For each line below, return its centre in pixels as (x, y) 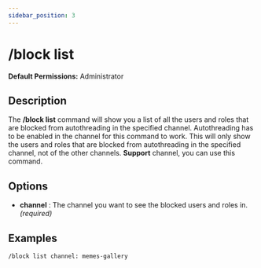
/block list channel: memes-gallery (68, 256)
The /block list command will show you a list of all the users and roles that (129, 119)
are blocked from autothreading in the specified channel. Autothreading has (131, 128)
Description (37, 100)
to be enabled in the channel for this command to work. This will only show (129, 136)
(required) (36, 214)
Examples (33, 238)
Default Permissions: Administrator (66, 76)
